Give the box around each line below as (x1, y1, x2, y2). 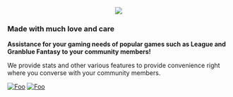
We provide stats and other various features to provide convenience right (7, 61, 220, 70)
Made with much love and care (7, 23, 115, 33)
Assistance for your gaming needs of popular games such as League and (7, 40, 226, 49)
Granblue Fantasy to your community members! (7, 47, 152, 56)
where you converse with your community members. (7, 69, 161, 77)
